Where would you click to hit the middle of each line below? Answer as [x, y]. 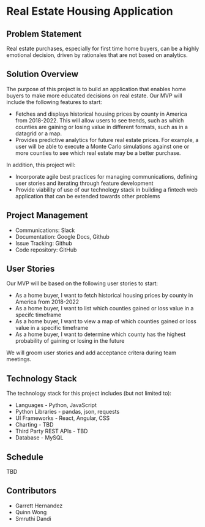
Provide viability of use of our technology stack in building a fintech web [106, 189]
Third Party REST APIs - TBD [51, 431]
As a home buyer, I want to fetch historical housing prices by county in [104, 296]
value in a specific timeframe [52, 328]
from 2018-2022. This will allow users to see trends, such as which [99, 120]
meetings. [19, 359]
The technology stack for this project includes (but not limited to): [89, 394]
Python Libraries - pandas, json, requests [67, 412]
